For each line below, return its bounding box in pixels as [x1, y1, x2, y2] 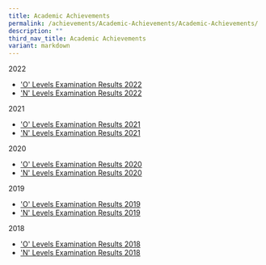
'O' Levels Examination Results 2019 [19, 200, 141, 209]
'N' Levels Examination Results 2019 [19, 208, 141, 218]
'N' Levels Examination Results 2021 [19, 128, 141, 138]
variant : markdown [8, 42, 70, 50]
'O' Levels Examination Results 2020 [19, 159, 143, 170]
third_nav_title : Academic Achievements [8, 34, 147, 43]
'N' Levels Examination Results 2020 [19, 168, 142, 178]
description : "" [8, 27, 63, 35]
